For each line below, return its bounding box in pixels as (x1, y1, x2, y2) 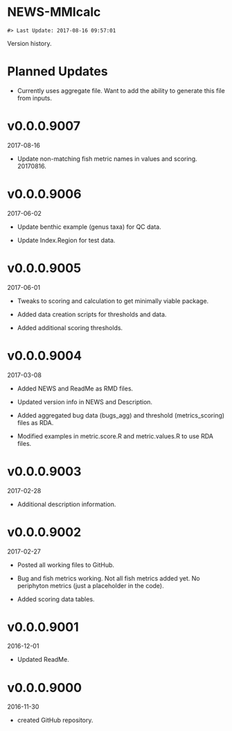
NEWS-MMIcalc (7, 4, 101, 20)
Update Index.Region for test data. (17, 236, 116, 244)
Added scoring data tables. (17, 594, 95, 603)
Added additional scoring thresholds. (17, 323, 123, 332)
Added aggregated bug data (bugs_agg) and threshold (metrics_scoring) (17, 411, 225, 420)
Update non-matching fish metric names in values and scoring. (17, 154, 197, 163)
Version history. (7, 39, 52, 47)
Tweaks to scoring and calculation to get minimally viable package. (17, 296, 209, 305)
